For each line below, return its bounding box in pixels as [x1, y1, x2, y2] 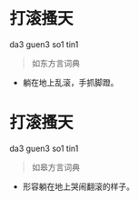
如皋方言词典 [31, 161, 80, 173]
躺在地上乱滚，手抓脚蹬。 [22, 76, 119, 87]
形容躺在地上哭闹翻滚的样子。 [22, 181, 134, 192]
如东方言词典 [31, 57, 80, 68]
